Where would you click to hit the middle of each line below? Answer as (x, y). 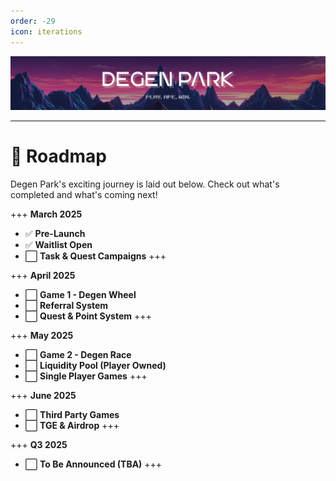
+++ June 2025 (43, 395)
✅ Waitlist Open (58, 244)
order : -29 (33, 21)
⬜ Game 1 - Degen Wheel (80, 294)
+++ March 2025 (46, 214)
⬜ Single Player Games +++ (86, 376)
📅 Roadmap (58, 156)
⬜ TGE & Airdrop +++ (72, 425)
